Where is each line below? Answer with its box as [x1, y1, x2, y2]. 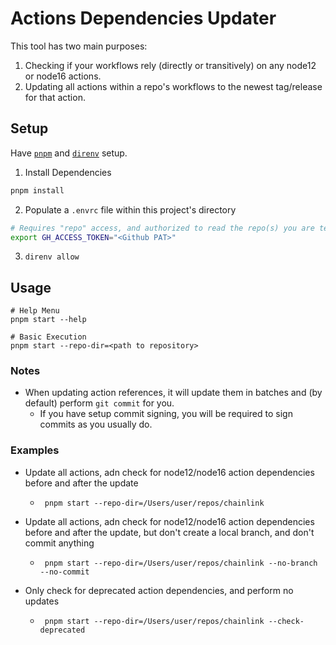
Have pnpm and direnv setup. [10, 147, 128, 159]
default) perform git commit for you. [24, 397, 175, 409]
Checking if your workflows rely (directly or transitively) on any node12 [24, 59, 317, 71]
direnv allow [24, 252, 80, 262]
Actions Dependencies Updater [10, 7, 277, 30]
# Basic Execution [10, 332, 87, 342]
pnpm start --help [10, 315, 87, 325]
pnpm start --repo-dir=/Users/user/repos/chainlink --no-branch [44, 558, 318, 568]
